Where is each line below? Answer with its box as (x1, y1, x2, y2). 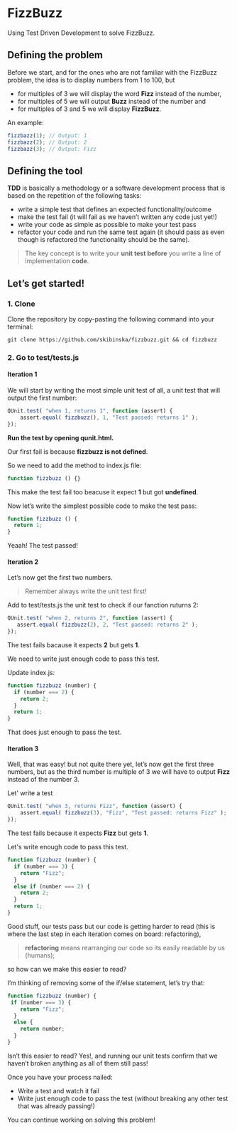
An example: (7, 118, 44, 127)
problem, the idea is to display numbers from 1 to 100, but (7, 75, 175, 84)
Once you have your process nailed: (7, 1073, 113, 1081)
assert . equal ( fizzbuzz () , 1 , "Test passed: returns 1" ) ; (20, 414, 199, 421)
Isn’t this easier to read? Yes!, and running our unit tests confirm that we (7, 1051, 218, 1060)
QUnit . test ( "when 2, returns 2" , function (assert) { (7, 615, 173, 622)
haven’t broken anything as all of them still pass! (7, 1058, 148, 1068)
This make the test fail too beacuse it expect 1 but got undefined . (7, 487, 199, 496)
